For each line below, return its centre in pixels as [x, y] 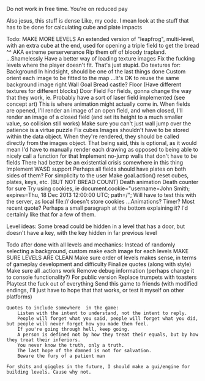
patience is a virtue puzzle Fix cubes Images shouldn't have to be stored [98, 130]
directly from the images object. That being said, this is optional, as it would [102, 143]
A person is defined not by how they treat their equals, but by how [108, 335]
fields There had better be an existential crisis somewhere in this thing [95, 162]
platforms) [19, 297]
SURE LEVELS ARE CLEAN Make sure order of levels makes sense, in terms [102, 257]
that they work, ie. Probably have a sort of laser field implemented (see [96, 98]
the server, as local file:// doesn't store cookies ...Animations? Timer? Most [100, 202]
